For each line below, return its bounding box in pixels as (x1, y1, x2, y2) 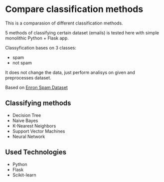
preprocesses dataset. (5, 74, 51, 80)
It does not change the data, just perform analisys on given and (5, 69, 136, 75)
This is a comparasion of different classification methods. (5, 20, 123, 26)
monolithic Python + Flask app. (5, 35, 69, 41)
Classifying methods (5, 99, 71, 107)
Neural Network (12, 133, 45, 139)
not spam (12, 59, 32, 65)
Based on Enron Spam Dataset (5, 84, 68, 90)
